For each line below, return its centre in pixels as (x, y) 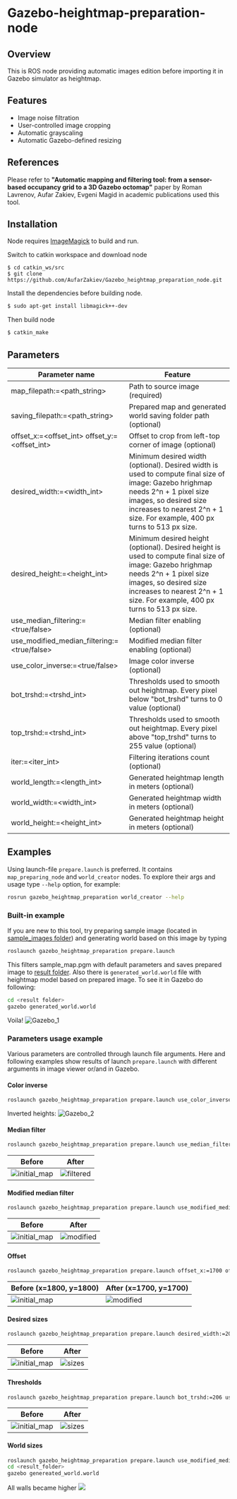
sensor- (201, 179)
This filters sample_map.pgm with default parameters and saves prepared (115, 964)
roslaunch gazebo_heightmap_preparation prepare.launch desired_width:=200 (121, 1334)
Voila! (16, 1020)
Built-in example (36, 915)
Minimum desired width (168, 456)
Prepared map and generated (177, 407)
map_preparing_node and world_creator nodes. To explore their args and (111, 877)
